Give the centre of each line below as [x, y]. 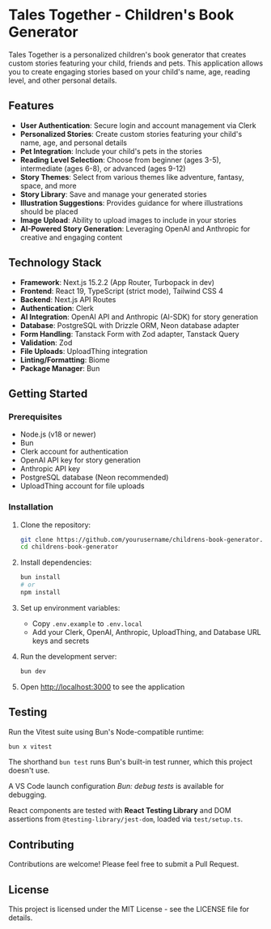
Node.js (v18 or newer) [58, 434]
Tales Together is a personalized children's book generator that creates [127, 54]
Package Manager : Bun [60, 368]
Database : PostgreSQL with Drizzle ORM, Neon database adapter [129, 325]
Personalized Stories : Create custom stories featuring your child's [131, 134]
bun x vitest [30, 747]
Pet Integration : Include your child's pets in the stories [111, 151]
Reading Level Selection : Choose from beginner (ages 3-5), [121, 160]
